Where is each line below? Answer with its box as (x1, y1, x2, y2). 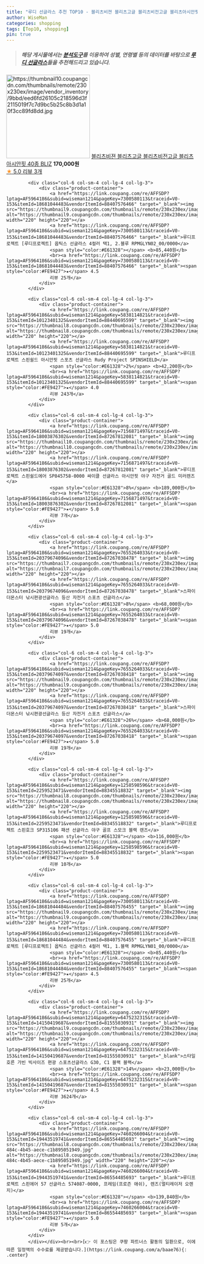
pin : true (6, 32, 32, 38)
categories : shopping (6, 20, 61, 26)
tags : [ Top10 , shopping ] (6, 26, 69, 32)
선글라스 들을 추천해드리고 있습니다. (27, 58, 110, 66)
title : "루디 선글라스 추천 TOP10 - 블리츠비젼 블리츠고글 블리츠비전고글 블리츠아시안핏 (6, 9, 199, 15)
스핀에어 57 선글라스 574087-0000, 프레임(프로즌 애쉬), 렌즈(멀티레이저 (21, 1181, 183, 1187)
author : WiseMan (6, 15, 47, 21)
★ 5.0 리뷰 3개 (6, 168, 42, 175)
